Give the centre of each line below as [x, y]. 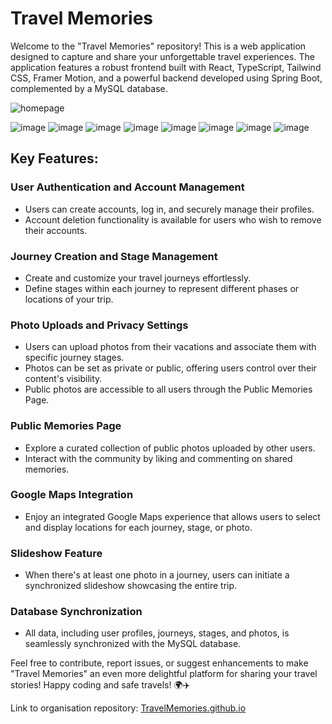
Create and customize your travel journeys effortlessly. [138, 278]
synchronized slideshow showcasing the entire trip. [131, 586]
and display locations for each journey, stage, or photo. [138, 527]
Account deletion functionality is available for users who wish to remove [173, 219]
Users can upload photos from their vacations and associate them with [170, 347]
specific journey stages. [74, 358]
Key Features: [54, 158]
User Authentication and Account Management [127, 187]
